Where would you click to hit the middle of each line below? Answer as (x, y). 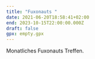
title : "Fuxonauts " (32, 12)
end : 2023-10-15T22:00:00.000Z (45, 23)
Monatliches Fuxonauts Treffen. (45, 51)
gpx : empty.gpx (25, 34)
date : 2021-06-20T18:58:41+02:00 (48, 17)
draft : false (22, 28)
